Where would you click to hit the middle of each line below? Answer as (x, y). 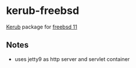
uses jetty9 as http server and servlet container (72, 59)
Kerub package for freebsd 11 (42, 27)
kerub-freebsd (43, 11)
